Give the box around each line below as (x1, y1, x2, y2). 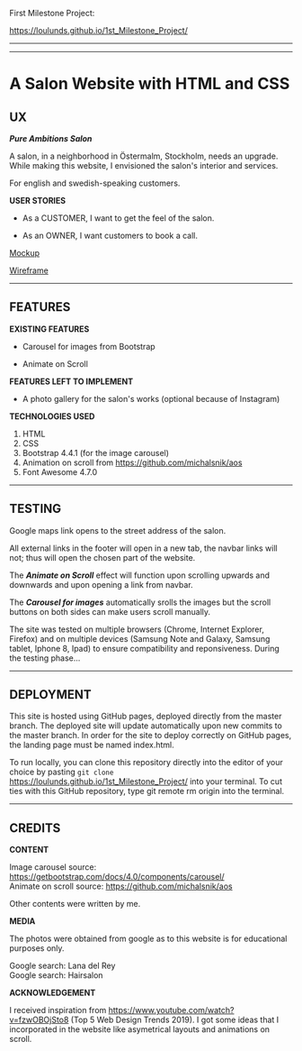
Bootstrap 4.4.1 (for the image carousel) (22, 447, 169, 458)
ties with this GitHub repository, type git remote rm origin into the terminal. (9, 786, 285, 797)
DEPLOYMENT (9, 687, 92, 702)
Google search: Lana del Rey (9, 960, 116, 972)
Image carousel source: (9, 862, 97, 873)
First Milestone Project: (9, 8, 95, 18)
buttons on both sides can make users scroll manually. (9, 606, 211, 617)
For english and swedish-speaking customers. (9, 178, 181, 188)
